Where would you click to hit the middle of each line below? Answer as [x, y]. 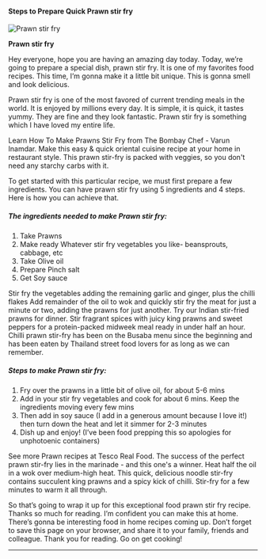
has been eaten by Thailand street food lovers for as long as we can [119, 344]
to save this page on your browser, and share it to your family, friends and [129, 530]
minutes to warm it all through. [58, 490]
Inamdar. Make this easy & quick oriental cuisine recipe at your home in [124, 149]
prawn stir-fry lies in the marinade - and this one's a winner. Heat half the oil [133, 465]
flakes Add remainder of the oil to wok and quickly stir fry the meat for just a [133, 302]
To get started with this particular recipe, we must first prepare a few [120, 181]
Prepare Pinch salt [49, 270]
